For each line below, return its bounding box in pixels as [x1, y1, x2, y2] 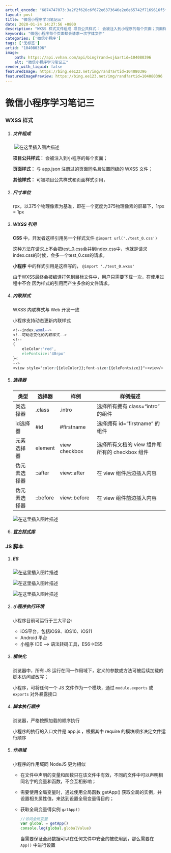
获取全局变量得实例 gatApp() [20, 806, 80, 812]
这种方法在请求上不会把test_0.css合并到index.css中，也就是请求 [12, 246, 148, 252]
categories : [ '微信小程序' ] [5, 36, 61, 41]
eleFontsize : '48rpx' [22, 351, 66, 357]
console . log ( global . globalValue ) [20, 826, 92, 831]
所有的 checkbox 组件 [96, 448, 149, 456]
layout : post [5, 12, 33, 17]
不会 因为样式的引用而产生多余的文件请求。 [21, 280, 112, 286]
